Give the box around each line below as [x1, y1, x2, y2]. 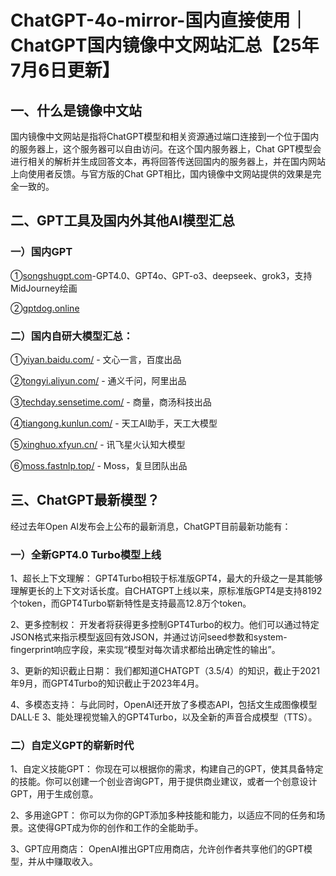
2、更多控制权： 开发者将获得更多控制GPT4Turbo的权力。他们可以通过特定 [10, 619, 320, 631]
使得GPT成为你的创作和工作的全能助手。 [36, 822, 204, 834]
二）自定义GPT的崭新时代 [10, 739, 135, 753]
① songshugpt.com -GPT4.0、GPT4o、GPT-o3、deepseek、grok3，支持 [10, 269, 313, 281]
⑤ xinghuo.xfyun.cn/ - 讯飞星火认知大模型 [10, 438, 186, 450]
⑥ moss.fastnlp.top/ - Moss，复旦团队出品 [10, 459, 188, 471]
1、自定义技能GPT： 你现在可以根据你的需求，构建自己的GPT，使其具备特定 [10, 763, 324, 775]
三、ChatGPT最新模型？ [10, 492, 160, 509]
